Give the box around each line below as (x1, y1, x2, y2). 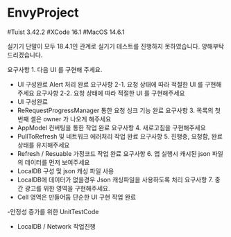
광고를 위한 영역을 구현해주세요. (24, 184, 110, 192)
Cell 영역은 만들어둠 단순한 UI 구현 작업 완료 (17, 193, 137, 201)
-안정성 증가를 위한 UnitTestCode (7, 207, 99, 216)
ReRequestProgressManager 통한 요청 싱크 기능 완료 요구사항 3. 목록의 (17, 106, 214, 114)
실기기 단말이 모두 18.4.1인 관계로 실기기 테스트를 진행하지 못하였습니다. (7, 42, 200, 50)
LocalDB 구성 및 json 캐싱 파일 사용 (17, 166, 114, 175)
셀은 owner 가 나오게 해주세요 (30, 114, 112, 123)
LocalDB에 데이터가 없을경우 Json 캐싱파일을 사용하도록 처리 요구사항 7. (17, 175, 214, 184)
